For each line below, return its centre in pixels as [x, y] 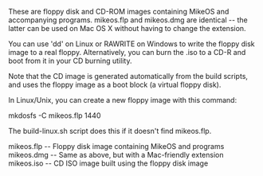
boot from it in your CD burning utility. [70, 61]
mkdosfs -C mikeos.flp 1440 [55, 115]
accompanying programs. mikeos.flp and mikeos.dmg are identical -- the [128, 20]
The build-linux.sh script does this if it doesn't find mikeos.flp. [110, 131]
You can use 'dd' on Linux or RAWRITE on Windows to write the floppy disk [131, 44]
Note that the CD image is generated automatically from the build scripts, [128, 76]
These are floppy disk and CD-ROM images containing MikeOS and [119, 12]
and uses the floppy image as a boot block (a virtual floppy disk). [115, 84]
